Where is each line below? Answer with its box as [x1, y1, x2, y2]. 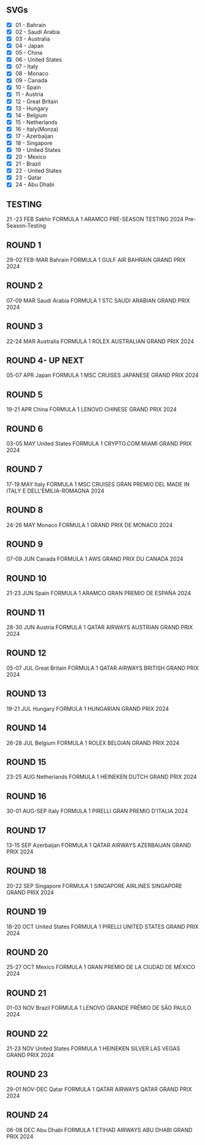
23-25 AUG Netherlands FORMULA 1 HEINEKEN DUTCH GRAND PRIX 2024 [6, 773, 198, 780]
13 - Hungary [15, 105, 49, 112]
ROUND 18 [6, 866, 47, 876]
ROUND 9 [6, 539, 44, 550]
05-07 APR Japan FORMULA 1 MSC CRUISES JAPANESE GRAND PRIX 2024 [6, 371, 199, 379]
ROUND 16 [6, 791, 47, 801]
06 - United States [15, 56, 63, 63]
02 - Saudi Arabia [15, 28, 60, 36]
